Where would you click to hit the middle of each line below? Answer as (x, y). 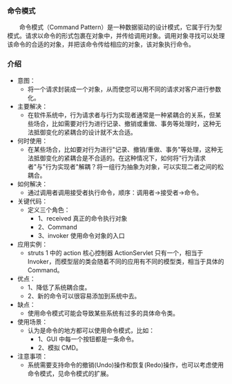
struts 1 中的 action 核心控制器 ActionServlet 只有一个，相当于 (115, 252)
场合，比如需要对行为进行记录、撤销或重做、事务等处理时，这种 (124, 123)
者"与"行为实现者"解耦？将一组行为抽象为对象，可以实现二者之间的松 (126, 166)
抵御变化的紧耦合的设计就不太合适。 (85, 132)
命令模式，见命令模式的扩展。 (70, 373)
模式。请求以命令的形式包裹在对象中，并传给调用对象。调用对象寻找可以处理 (116, 36)
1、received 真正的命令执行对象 (83, 218)
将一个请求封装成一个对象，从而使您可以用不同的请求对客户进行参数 (124, 89)
